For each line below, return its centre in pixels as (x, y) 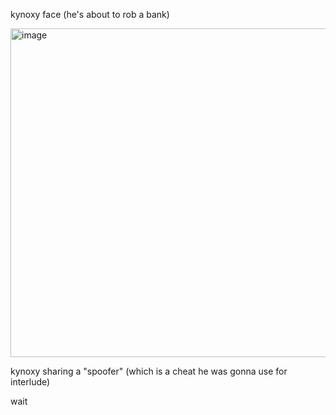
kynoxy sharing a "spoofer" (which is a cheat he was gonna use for (149, 371)
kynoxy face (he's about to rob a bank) (90, 14)
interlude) (30, 382)
